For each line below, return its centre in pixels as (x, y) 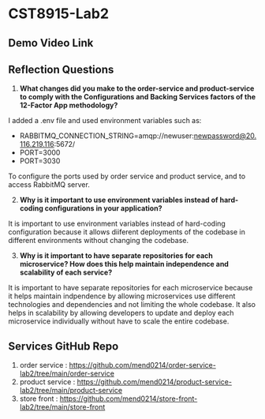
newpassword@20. (225, 136)
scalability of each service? (66, 272)
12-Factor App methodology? (69, 105)
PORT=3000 (40, 153)
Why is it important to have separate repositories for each (116, 256)
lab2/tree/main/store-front (62, 407)
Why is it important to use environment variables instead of (119, 200)
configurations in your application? (103, 208)
